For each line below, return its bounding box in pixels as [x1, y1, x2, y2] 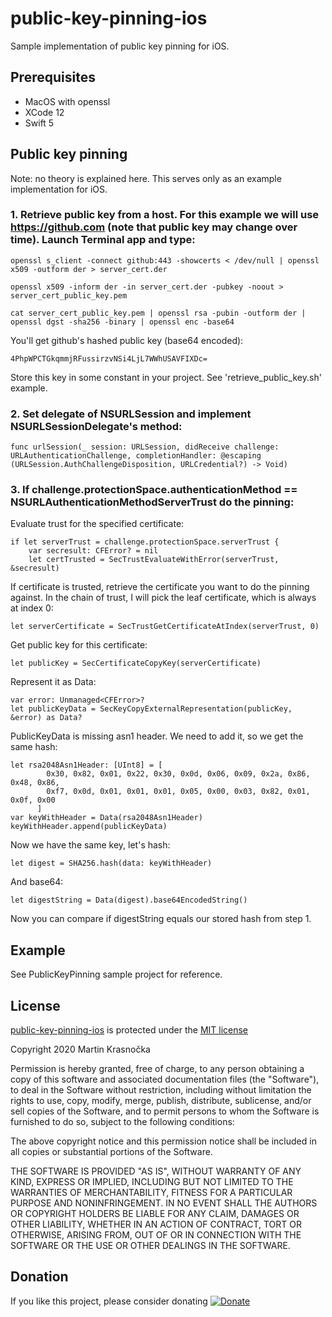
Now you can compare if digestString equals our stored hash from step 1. [10, 913, 312, 925]
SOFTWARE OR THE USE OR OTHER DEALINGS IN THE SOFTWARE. [10, 1240, 291, 1252]
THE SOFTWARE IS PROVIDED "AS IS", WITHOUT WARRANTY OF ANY [10, 1165, 302, 1177]
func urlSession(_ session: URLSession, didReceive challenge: [10, 442, 280, 452]
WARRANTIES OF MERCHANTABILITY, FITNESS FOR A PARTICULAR [10, 1187, 293, 1199]
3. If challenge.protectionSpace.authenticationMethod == [10, 483, 298, 497]
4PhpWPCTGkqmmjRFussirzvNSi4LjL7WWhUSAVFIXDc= [10, 353, 208, 364]
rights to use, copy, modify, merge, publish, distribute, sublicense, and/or [10, 1095, 312, 1107]
